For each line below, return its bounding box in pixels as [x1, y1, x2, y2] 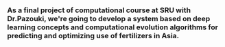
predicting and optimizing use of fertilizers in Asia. [7, 31, 180, 40]
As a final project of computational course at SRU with [7, 5, 191, 15]
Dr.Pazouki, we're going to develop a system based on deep [7, 14, 211, 23]
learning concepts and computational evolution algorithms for [7, 22, 218, 32]
